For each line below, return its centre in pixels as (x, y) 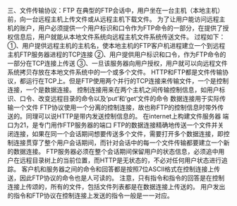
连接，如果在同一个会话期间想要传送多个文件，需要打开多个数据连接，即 (118, 134)
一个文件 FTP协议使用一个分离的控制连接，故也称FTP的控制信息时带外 (115, 107)
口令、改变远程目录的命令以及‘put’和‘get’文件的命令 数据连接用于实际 (120, 98)
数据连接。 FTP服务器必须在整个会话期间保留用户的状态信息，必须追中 (116, 151)
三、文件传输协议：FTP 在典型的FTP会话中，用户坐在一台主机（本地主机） (116, 10)
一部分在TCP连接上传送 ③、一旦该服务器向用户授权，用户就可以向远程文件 (117, 63)
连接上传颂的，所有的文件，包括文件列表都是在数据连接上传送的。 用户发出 (116, 187)
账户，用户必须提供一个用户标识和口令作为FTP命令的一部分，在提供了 (121, 28)
